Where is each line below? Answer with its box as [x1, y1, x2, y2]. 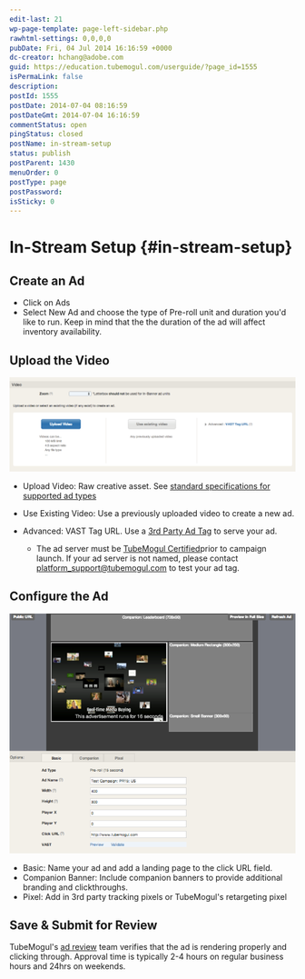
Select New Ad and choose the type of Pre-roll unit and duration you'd [22, 307, 287, 318]
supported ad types [22, 490, 97, 501]
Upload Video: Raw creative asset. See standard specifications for [22, 480, 271, 491]
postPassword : [9, 187, 64, 196]
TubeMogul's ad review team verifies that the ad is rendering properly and [9, 942, 288, 953]
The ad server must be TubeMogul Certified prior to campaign [35, 543, 267, 554]
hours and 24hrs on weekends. [9, 961, 126, 972]
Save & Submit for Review [9, 917, 158, 933]
